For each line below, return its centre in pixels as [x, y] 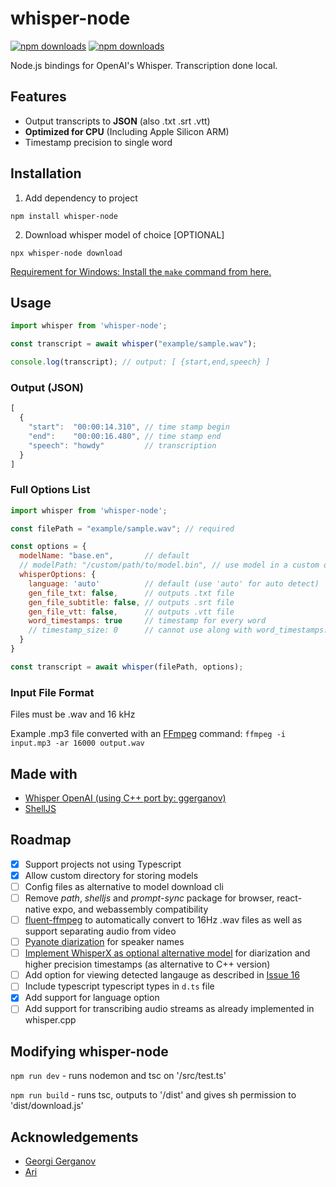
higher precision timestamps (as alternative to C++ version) [147, 964]
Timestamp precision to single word [98, 142]
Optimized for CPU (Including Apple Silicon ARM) [127, 131]
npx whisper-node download [66, 253]
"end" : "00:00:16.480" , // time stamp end [125, 436]
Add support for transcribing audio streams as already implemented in [169, 1009]
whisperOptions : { [58, 575]
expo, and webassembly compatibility [130, 909]
